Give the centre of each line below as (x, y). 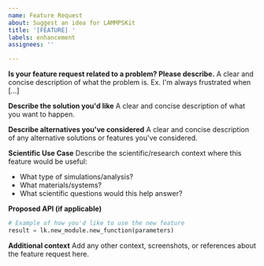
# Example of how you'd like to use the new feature (97, 224)
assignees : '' (32, 45)
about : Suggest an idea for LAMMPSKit (72, 23)
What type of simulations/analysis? (76, 177)
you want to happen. (41, 114)
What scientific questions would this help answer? (101, 194)
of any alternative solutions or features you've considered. (103, 138)
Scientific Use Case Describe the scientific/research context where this (125, 153)
